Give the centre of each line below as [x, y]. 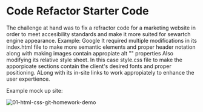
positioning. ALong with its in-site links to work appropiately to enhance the [101, 72]
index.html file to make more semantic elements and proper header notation [101, 47]
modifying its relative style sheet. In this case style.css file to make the [95, 60]
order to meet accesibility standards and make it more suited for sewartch [98, 34]
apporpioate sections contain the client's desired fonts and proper [89, 66]
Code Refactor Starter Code [78, 11]
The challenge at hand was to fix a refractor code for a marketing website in [101, 28]
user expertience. [28, 79]
